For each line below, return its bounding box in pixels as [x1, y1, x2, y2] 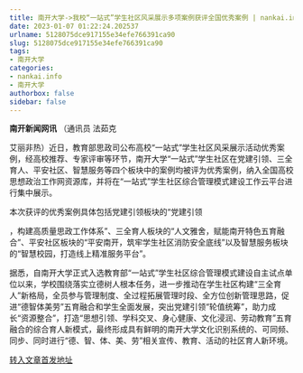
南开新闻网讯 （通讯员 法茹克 [9, 123, 117, 134]
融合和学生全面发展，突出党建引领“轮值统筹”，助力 [79, 302, 269, 312]
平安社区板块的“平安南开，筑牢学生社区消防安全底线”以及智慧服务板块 [28, 237, 289, 248]
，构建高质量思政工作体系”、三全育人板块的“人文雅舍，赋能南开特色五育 [9, 226, 278, 237]
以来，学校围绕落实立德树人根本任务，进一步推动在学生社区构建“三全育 [16, 279, 282, 290]
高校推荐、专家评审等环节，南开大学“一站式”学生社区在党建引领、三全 [32, 154, 293, 164]
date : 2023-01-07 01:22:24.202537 [9, 22, 140, 31]
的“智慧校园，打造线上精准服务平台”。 [9, 248, 151, 259]
